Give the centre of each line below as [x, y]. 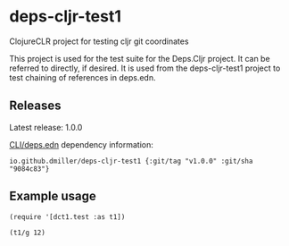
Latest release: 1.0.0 [46, 127]
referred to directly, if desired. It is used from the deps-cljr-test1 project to [145, 68]
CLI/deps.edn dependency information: [82, 144]
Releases [35, 106]
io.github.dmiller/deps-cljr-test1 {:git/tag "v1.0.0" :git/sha [131, 161]
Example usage [53, 196]
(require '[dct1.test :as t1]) [67, 216]
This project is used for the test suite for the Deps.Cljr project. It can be [140, 58]
